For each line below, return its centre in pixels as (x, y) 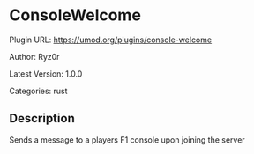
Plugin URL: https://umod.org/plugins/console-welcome (111, 40)
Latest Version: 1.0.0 (46, 73)
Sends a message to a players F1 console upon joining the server (127, 139)
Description (42, 118)
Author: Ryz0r (34, 56)
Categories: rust (38, 91)
